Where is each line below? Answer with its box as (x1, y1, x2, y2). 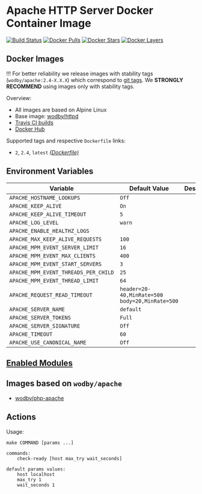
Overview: (6, 94, 32, 101)
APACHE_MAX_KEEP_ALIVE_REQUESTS (9, 236, 102, 242)
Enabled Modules (6, 358, 73, 368)
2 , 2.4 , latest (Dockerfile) (14, 148, 79, 156)
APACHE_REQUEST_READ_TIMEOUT (9, 291, 93, 299)
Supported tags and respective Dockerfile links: (6, 137, 126, 144)
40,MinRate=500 (120, 291, 164, 299)
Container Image (6, 16, 91, 30)
